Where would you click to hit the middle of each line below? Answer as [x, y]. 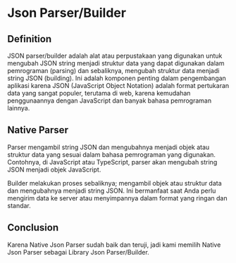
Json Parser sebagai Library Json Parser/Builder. [78, 252]
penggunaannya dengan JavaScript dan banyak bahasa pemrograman [110, 101]
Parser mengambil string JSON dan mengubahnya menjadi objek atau [108, 147]
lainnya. [19, 108]
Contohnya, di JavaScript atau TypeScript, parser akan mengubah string [112, 162]
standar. [19, 205]
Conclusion [33, 227]
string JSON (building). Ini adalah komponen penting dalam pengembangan [117, 78]
